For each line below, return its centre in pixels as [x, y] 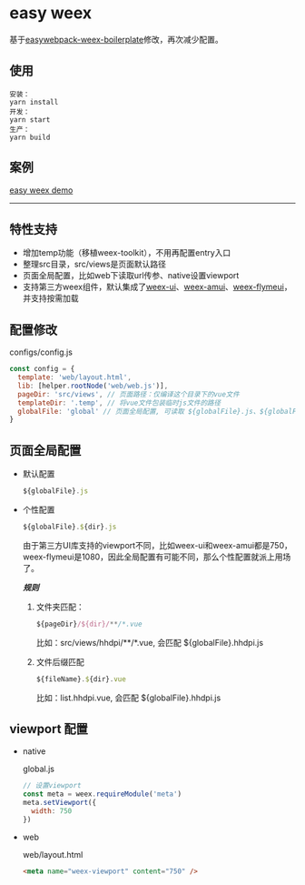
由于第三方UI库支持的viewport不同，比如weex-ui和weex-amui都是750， [157, 545]
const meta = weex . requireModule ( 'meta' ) [102, 794]
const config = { [42, 369]
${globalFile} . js [55, 491]
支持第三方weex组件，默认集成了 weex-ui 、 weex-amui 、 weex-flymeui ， [157, 287]
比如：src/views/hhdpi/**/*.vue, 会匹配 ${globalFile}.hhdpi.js [150, 642]
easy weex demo [41, 190]
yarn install [34, 102]
